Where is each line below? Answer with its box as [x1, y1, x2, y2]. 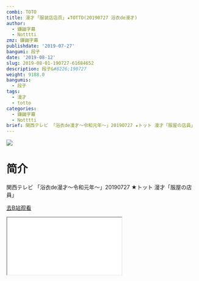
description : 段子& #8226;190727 [6, 65, 87, 72]
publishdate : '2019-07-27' [6, 43, 75, 49]
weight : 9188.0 [6, 71, 45, 78]
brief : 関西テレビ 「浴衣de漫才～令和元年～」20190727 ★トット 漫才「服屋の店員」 [6, 123, 196, 129]
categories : [6, 105, 37, 112]
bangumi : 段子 [6, 49, 41, 55]
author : [6, 20, 26, 26]
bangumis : [6, 77, 32, 83]
